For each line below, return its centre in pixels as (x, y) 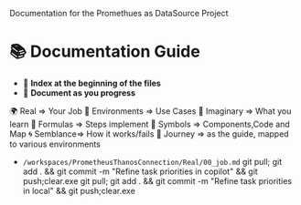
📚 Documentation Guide (105, 51)
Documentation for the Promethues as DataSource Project (119, 13)
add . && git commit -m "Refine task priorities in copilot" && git (140, 171)
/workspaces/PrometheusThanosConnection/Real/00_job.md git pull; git (152, 161)
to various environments (55, 144)
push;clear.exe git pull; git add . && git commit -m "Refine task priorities (157, 180)
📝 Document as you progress (79, 92)
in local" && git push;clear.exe (79, 190)
